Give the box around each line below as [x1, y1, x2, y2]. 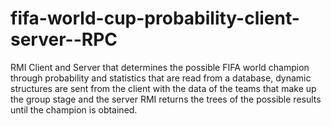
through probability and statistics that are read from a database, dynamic [10, 72, 312, 84]
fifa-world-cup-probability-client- [10, 7, 300, 30]
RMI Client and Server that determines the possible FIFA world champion [10, 61, 310, 73]
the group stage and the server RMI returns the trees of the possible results [10, 93, 322, 105]
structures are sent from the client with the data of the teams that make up [10, 82, 317, 94]
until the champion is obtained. [10, 103, 138, 116]
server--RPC [10, 28, 118, 51]
